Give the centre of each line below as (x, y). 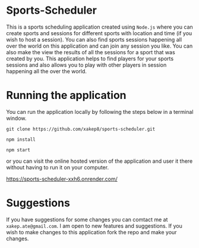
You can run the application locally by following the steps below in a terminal (100, 111)
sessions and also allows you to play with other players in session (86, 65)
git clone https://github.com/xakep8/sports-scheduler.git (81, 129)
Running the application (66, 95)
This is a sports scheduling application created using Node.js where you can (99, 27)
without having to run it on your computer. (57, 167)
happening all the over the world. (47, 71)
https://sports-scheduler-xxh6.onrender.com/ (62, 179)
